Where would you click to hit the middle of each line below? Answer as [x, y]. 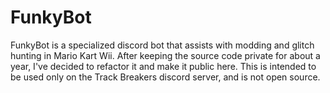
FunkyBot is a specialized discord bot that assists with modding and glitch [162, 45]
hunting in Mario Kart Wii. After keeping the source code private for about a [165, 55]
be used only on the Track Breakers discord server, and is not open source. [165, 77]
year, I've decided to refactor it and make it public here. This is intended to [163, 66]
